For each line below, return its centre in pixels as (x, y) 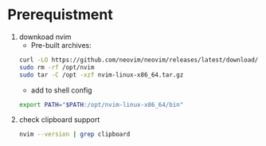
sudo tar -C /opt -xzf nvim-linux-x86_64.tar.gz (101, 75)
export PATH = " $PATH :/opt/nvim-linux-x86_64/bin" (101, 105)
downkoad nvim (45, 37)
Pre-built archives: (61, 45)
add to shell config (61, 90)
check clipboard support (59, 120)
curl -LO (33, 60)
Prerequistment (60, 15)
